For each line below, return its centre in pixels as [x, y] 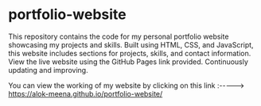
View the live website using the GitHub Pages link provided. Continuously [129, 62]
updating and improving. [49, 70]
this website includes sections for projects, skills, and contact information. [130, 53]
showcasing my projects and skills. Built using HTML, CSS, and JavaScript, [131, 44]
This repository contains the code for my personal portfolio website [119, 36]
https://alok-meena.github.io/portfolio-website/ [86, 93]
